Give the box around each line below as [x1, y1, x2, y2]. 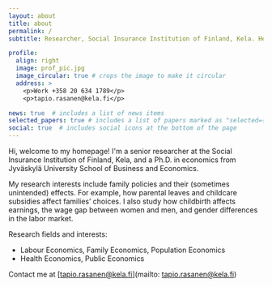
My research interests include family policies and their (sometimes [8, 179, 230, 189]
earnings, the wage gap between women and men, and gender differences [8, 205, 258, 215]
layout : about [8, 11, 57, 20]
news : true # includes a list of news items [8, 109, 164, 118]
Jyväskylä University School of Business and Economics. [8, 164, 199, 173]
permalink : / [8, 27, 53, 35]
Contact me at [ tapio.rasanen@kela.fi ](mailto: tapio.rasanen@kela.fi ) [8, 269, 237, 279]
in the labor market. [8, 214, 74, 223]
